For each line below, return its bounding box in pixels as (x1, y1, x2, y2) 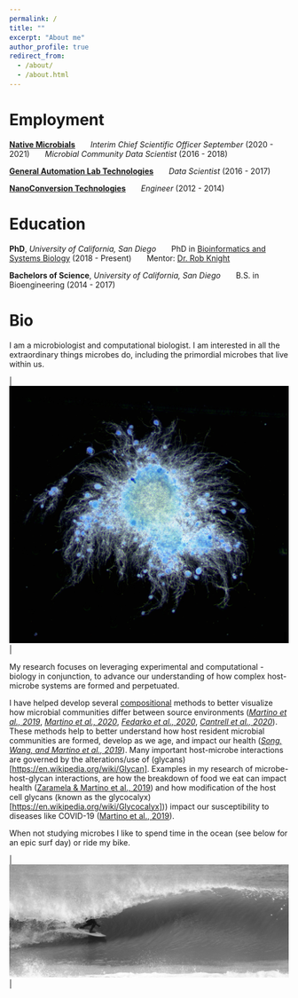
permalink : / (9, 14, 58, 23)
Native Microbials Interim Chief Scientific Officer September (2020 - (9, 138, 274, 150)
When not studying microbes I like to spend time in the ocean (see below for (9, 828, 288, 838)
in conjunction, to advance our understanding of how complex (38, 671, 266, 681)
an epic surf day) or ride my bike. (9, 837, 131, 847)
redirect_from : (9, 51, 66, 61)
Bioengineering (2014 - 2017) (9, 279, 116, 290)
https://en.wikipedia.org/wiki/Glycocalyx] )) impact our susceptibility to (12, 801, 270, 812)
